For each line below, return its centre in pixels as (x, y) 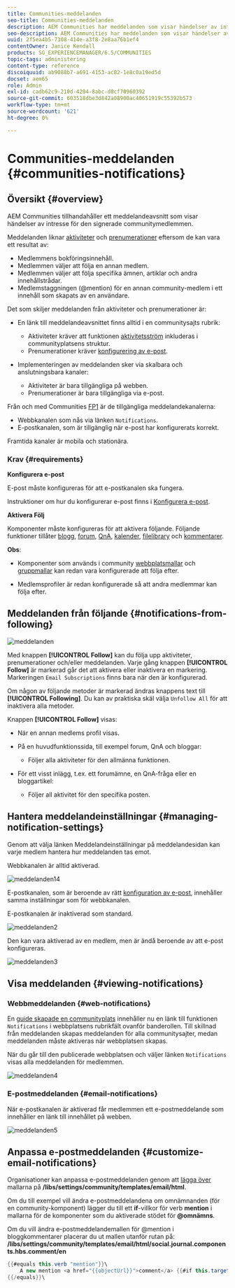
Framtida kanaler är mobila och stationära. (68, 441)
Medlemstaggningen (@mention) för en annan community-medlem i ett (120, 288)
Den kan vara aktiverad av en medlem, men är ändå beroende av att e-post (115, 940)
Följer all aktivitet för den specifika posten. (89, 794)
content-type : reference (43, 66)
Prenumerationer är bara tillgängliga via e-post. (96, 393)
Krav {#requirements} (45, 459)
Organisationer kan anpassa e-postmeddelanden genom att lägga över (109, 1179)
